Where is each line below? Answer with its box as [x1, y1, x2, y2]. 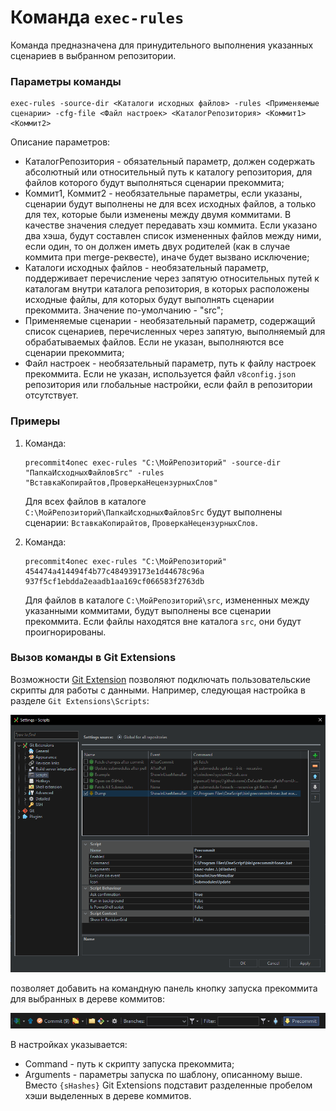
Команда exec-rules [10, 6, 185, 29]
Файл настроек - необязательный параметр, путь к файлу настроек [24, 357, 317, 370]
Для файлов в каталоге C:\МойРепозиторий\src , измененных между [24, 594, 310, 606]
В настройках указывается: [10, 1038, 128, 1050]
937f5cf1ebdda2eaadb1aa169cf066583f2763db [24, 576, 205, 586]
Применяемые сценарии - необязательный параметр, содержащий [24, 315, 316, 327]
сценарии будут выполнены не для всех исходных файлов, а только [24, 198, 317, 210]
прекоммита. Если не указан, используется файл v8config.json [24, 368, 297, 380]
